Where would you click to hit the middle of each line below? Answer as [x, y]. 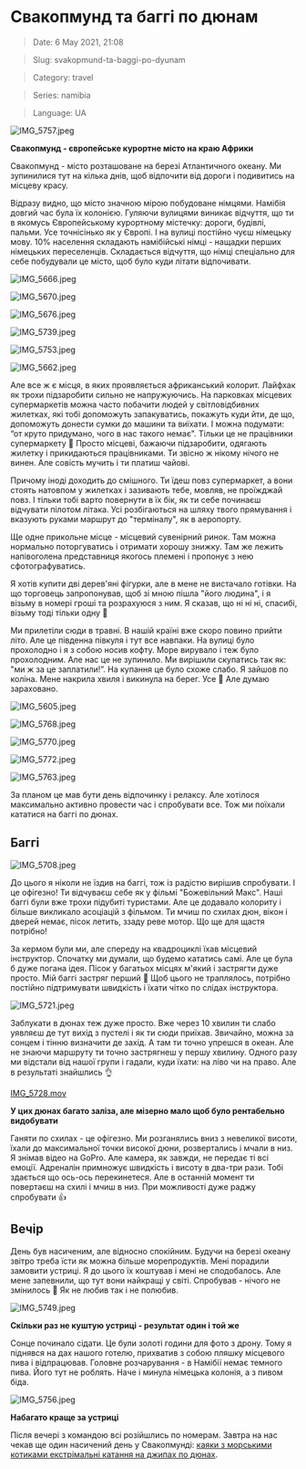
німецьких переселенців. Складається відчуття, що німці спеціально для [153, 251]
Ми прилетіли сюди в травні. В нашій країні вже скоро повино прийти [147, 630]
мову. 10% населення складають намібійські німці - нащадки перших [146, 241]
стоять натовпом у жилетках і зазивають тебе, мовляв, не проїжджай [147, 489]
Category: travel [63, 77]
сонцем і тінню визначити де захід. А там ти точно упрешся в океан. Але [152, 1042]
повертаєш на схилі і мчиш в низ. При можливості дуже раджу [133, 1186]
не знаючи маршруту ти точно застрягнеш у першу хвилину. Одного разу [154, 1052]
